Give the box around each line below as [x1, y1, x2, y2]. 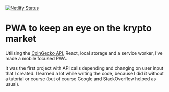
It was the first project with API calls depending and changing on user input [5, 65, 164, 71]
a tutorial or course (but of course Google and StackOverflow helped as [5, 76, 156, 82]
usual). [5, 81, 20, 87]
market [5, 33, 37, 45]
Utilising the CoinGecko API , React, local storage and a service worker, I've [5, 50, 163, 56]
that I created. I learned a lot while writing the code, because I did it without [5, 70, 164, 76]
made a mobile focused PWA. [5, 55, 67, 61]
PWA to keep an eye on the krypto [5, 23, 152, 34]
